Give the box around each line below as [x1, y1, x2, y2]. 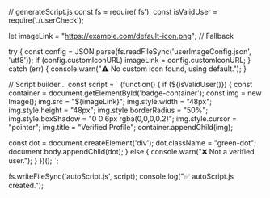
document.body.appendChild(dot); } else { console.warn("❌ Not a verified [8, 147, 255, 156]
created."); [8, 181, 44, 190]
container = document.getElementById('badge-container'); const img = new [8, 88, 262, 98]
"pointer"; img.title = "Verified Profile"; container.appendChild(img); [8, 123, 233, 132]
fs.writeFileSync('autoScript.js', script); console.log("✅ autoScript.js [8, 171, 234, 181]
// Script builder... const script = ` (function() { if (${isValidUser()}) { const [8, 80, 253, 89]
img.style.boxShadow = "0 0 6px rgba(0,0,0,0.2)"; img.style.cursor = [8, 114, 237, 124]
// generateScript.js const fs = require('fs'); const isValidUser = [8, 7, 218, 16]
